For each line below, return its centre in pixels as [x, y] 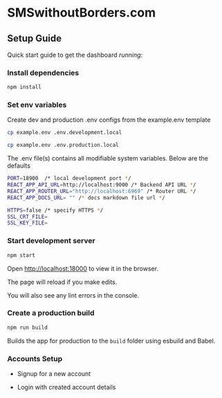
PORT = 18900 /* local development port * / [69, 179]
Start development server [51, 241]
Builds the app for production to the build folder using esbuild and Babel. [111, 341]
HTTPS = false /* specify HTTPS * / [55, 210]
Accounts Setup [35, 359]
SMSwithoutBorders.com [82, 13]
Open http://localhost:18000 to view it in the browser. [83, 269]
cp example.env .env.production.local [63, 145]
